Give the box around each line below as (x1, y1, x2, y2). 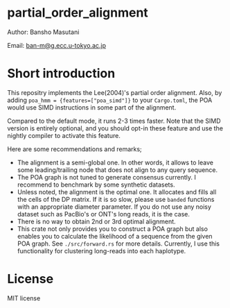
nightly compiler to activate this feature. (7, 131, 121, 139)
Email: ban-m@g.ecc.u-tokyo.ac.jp (7, 41, 106, 49)
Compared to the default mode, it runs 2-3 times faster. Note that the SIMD (7, 117, 221, 125)
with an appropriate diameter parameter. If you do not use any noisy (17, 203, 211, 211)
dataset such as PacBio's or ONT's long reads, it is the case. (17, 209, 191, 218)
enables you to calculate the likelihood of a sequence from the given (17, 232, 213, 240)
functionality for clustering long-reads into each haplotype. (17, 246, 186, 255)
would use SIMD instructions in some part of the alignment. (7, 103, 177, 112)
